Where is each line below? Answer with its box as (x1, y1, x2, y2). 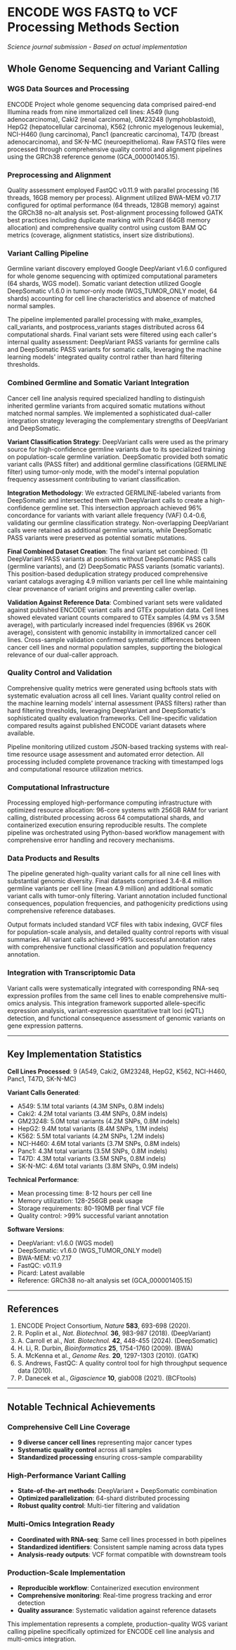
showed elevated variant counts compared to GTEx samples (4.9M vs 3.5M (7, 613, 225, 622)
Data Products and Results (7, 853, 100, 863)
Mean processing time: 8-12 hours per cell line (17, 1189, 152, 1197)
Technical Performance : (7, 1175, 79, 1183)
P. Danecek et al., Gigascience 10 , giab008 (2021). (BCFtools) (17, 1374, 197, 1383)
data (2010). (17, 1366, 53, 1375)
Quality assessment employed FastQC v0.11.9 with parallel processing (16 (7, 186, 219, 194)
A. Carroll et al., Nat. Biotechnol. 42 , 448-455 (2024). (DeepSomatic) (17, 1337, 218, 1345)
